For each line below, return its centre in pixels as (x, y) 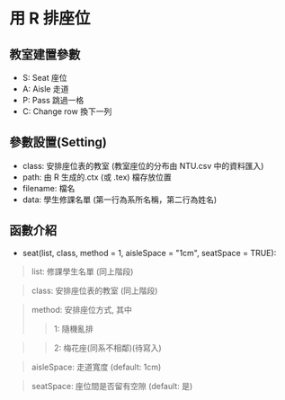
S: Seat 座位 (45, 78)
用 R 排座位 (50, 18)
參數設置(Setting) (58, 142)
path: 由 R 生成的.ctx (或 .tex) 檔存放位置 (97, 177)
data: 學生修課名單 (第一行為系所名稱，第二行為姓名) (120, 200)
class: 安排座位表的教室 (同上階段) (94, 290)
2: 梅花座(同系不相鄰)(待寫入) (107, 348)
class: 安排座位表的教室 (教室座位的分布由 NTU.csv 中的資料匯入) (143, 165)
